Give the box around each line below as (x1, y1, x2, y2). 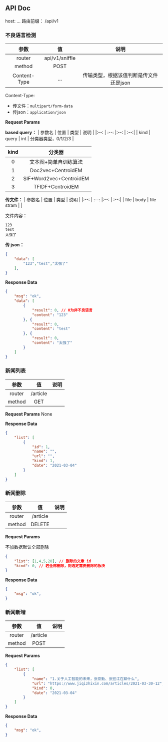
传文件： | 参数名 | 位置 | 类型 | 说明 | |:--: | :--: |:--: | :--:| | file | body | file (5, 197, 156, 203)
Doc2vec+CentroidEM (29, 167, 82, 174)
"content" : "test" (31, 326, 70, 331)
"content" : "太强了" (31, 340, 72, 345)
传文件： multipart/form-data (12, 103, 73, 109)
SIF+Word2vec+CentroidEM (23, 175, 89, 182)
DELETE (30, 521, 50, 528)
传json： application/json (12, 109, 66, 115)
